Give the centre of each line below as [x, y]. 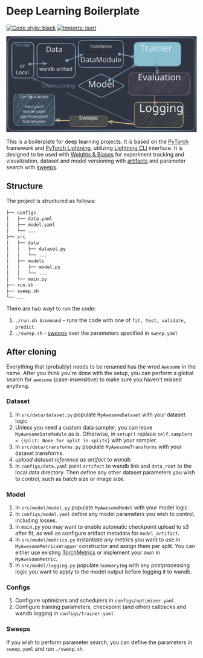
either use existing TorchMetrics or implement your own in [88, 553]
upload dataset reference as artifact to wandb [73, 459]
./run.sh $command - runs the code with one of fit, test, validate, [101, 320]
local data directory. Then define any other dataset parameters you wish [105, 472]
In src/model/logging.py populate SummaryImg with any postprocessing [102, 566]
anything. [18, 385]
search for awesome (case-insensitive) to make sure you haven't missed [94, 379]
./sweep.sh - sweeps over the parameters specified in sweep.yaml [96, 333]
